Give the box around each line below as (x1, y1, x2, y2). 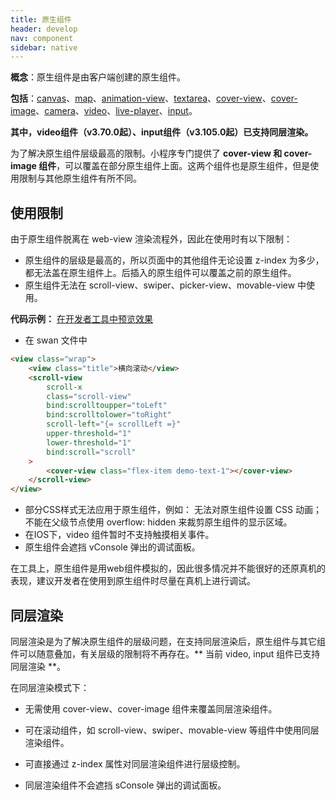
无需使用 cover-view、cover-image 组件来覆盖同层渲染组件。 (24, 703, 278, 715)
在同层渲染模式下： (10, 682, 90, 693)
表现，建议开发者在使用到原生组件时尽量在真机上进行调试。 (10, 575, 256, 587)
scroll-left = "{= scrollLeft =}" (46, 419, 182, 430)
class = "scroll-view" (46, 391, 132, 401)
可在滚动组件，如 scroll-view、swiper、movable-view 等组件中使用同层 (24, 724, 320, 736)
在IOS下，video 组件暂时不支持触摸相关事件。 (24, 529, 215, 541)
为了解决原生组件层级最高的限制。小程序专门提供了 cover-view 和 (10, 147, 283, 160)
